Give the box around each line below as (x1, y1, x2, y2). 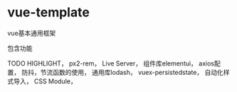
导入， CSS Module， (13, 76, 77, 86)
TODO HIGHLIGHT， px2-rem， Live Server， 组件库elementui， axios (7, 58, 215, 68)
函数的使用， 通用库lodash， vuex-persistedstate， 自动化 (52, 68, 224, 76)
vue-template (7, 4, 90, 21)
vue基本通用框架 (7, 29, 56, 37)
